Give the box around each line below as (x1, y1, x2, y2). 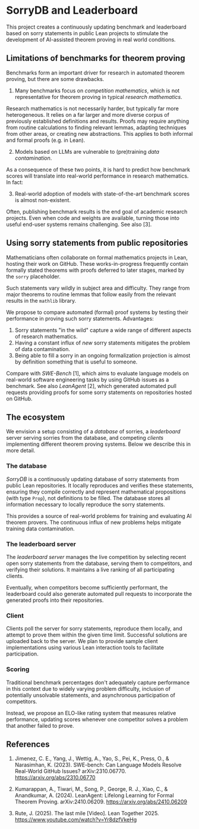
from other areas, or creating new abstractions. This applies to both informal (6, 130, 193, 137)
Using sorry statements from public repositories (6, 238, 188, 248)
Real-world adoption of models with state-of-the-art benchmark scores (14, 190, 190, 197)
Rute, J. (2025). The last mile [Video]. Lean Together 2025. (14, 810, 159, 817)
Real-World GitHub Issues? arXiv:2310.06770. (14, 768, 127, 775)
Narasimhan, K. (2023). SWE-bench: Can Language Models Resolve (14, 761, 182, 769)
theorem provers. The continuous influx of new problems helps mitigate (6, 518, 181, 526)
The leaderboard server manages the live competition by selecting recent (6, 553, 187, 560)
